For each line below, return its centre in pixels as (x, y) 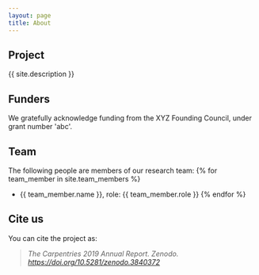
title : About (30, 23)
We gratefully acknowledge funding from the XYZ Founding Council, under (130, 118)
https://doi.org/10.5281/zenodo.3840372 (94, 262)
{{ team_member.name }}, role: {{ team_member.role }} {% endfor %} (133, 194)
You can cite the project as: (53, 238)
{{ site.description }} (42, 74)
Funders (29, 99)
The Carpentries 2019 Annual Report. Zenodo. (103, 254)
